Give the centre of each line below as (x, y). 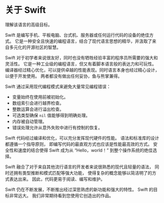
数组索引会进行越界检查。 (38, 103)
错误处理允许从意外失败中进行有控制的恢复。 (57, 127)
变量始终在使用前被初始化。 (40, 97)
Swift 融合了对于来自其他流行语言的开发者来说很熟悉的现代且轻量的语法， (80, 167)
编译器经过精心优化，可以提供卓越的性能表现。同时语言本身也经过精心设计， (82, 70)
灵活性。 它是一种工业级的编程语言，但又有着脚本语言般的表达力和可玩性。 (81, 64)
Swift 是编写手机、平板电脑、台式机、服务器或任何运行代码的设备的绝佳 (77, 35)
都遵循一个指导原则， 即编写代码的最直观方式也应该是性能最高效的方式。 (79, 144)
